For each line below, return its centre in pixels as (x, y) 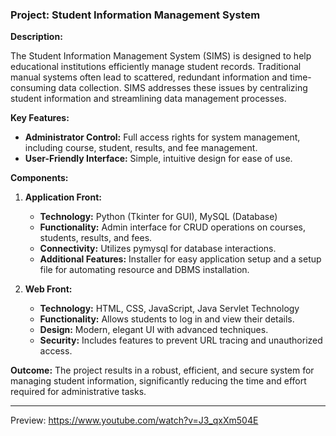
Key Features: (40, 118)
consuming (33, 88)
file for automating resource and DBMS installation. (144, 270)
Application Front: (63, 197)
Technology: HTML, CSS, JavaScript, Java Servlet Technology (169, 309)
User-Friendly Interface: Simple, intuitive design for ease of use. (158, 159)
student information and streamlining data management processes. (148, 99)
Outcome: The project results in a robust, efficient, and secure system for (162, 370)
